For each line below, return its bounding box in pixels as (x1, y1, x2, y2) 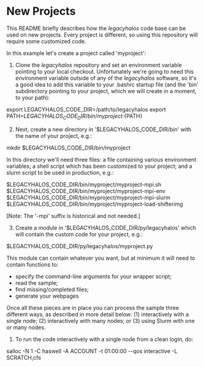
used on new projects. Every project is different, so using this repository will (6, 31, 198, 38)
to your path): (15, 94, 50, 101)
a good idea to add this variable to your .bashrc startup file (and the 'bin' (15, 81, 198, 88)
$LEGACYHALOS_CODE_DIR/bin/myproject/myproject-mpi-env (6, 187, 166, 194)
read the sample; (15, 279, 58, 286)
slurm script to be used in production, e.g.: (6, 168, 114, 176)
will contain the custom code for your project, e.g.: (15, 230, 143, 238)
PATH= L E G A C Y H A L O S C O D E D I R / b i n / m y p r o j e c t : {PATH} (6, 112, 143, 121)
